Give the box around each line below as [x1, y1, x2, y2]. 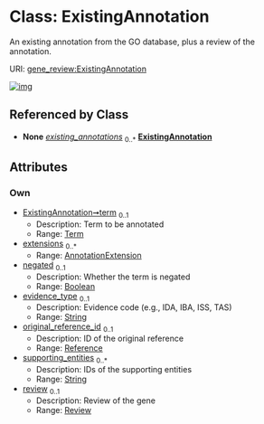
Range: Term [35, 229, 84, 240]
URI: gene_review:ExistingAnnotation [9, 63, 147, 74]
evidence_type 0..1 [22, 290, 90, 304]
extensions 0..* [22, 238, 77, 250]
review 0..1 [22, 383, 61, 396]
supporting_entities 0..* [22, 353, 108, 365]
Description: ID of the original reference [35, 333, 184, 344]
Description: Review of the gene [35, 395, 156, 406]
